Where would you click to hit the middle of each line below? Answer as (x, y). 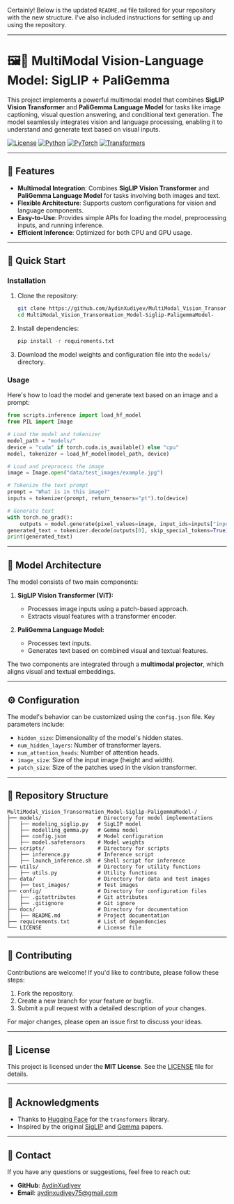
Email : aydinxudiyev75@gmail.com (68, 1193)
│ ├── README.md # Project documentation (88, 916)
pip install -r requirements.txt (66, 341)
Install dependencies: (48, 329)
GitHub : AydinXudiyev (49, 1186)
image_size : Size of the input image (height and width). (96, 759)
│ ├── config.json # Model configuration (85, 836)
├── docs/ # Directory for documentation (98, 909)
